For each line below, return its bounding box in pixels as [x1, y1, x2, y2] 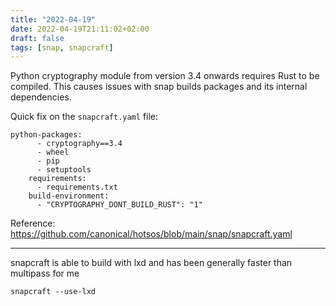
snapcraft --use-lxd [10, 287, 97, 297]
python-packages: [10, 130, 83, 140]
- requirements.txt [36, 182, 118, 193]
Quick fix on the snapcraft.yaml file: [10, 111, 159, 123]
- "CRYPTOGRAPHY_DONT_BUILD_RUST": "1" [36, 200, 203, 210]
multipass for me [10, 267, 80, 280]
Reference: [10, 217, 56, 230]
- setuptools [36, 165, 92, 175]
